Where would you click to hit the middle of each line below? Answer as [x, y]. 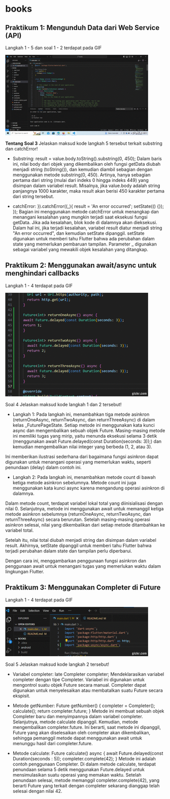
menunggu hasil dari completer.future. [53, 743]
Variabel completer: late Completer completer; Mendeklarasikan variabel [88, 674]
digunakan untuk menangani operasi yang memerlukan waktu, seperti [78, 462]
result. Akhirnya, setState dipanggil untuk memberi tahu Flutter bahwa [78, 545]
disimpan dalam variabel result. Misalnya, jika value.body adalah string [86, 186]
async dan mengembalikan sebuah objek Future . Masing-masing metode [89, 431]
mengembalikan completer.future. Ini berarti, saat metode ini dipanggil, [87, 727]
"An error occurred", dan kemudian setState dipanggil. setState [78, 233]
